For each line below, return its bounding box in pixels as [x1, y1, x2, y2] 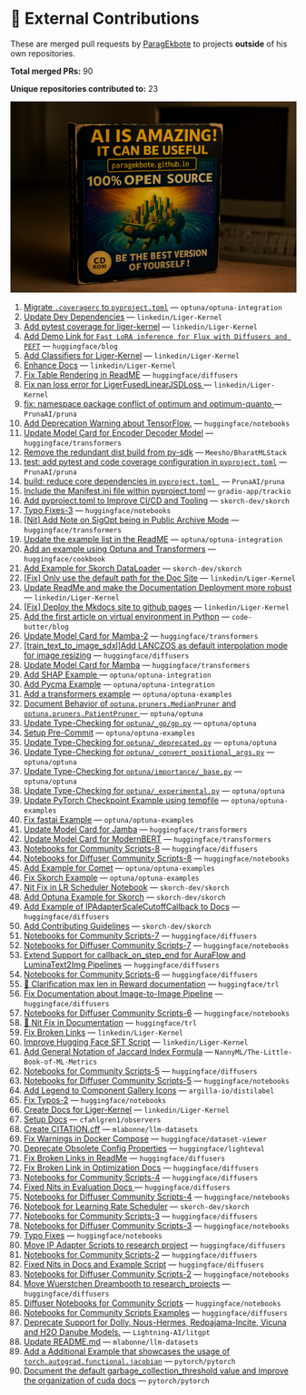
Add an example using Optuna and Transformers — [23, 543, 216, 554]
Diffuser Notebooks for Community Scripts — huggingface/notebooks [23, 1297, 281, 1309]
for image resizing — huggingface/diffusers [23, 650, 190, 661]
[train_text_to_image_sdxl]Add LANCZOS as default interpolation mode [23, 640, 289, 651]
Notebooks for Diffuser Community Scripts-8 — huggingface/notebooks [23, 853, 290, 864]
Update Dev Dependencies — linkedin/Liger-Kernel [23, 311, 222, 322]
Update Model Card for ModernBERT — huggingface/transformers [23, 833, 271, 844]
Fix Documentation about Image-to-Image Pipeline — [23, 987, 223, 999]
